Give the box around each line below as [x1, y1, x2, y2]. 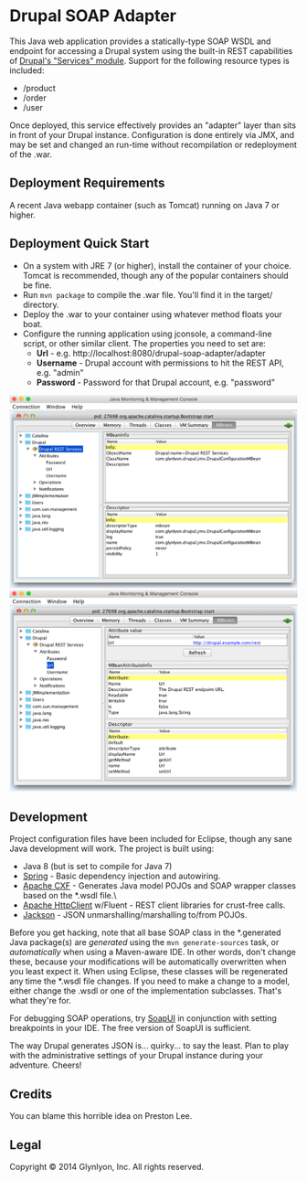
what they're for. [9, 995, 71, 1006]
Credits [9, 1086, 53, 1101]
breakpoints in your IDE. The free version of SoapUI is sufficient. [9, 1023, 252, 1034]
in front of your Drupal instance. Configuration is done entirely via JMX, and [9, 129, 295, 140]
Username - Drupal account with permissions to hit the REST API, [36, 357, 285, 368]
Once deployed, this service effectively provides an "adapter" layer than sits [9, 120, 297, 131]
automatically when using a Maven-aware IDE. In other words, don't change [9, 947, 297, 958]
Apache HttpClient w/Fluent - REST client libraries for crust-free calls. [22, 899, 286, 910]
